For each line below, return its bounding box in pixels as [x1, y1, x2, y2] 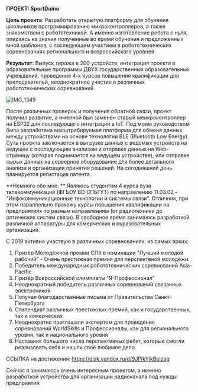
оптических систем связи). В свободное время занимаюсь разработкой [6, 213, 190, 221]
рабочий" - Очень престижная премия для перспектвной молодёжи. [14, 256, 190, 263]
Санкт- [154, 294, 172, 300]
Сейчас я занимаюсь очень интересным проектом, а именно [6, 367, 161, 374]
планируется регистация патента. [6, 171, 92, 177]
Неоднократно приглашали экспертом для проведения [14, 318, 155, 326]
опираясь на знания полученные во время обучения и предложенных [6, 36, 184, 42]
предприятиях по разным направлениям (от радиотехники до [6, 208, 163, 214]
